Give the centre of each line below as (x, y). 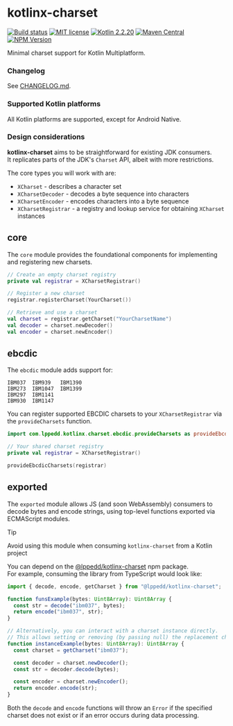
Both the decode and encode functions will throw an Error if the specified (110, 708)
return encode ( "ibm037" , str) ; (59, 612)
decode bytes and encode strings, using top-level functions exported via (111, 511)
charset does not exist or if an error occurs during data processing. (103, 716)
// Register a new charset (46, 294)
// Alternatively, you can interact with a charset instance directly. (113, 631)
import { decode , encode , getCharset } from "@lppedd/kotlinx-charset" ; (114, 586)
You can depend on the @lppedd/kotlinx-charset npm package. (98, 566)
